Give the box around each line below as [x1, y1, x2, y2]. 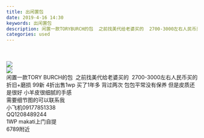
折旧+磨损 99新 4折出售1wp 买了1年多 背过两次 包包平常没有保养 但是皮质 [6, 81, 190, 88]
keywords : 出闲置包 [6, 20, 52, 26]
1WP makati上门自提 [6, 118, 57, 125]
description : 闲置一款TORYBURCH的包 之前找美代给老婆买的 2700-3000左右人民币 [6, 25, 197, 32]
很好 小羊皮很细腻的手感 [11, 89, 72, 96]
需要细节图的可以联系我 [6, 96, 65, 103]
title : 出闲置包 [6, 8, 44, 15]
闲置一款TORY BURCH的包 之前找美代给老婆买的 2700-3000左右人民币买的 [6, 74, 198, 81]
